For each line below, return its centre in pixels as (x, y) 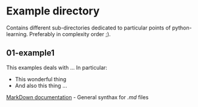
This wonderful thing (40, 79)
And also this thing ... (41, 85)
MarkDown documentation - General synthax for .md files (77, 97)
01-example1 (31, 53)
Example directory (53, 11)
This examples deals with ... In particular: (57, 67)
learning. (17, 34)
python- (182, 28)
